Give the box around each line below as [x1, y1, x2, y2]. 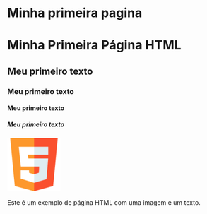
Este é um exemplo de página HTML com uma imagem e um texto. [7, 198, 201, 207]
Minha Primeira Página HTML [7, 37, 182, 54]
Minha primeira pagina [7, 5, 143, 21]
